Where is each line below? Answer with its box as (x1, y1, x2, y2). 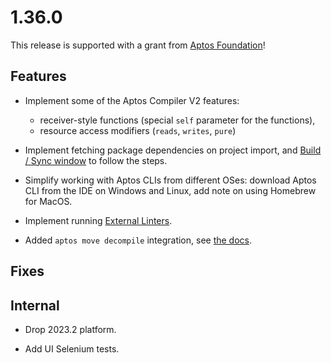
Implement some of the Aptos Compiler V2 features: (24, 94, 240, 106)
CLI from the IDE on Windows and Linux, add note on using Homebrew (24, 184, 317, 196)
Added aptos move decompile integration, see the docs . (24, 234, 253, 246)
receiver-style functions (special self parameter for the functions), (39, 114, 316, 126)
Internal (10, 297, 60, 314)
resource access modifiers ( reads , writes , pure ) (39, 124, 237, 136)
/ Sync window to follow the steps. (24, 154, 168, 166)
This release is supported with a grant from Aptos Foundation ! (10, 39, 266, 51)
